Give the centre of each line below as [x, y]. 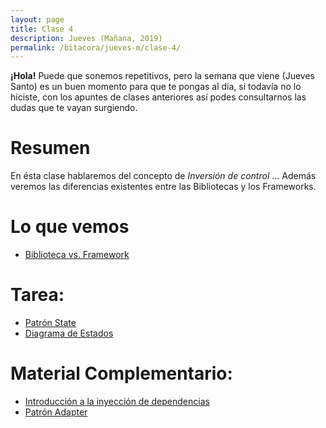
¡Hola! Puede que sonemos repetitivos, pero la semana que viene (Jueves [163, 76]
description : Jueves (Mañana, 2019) [86, 38]
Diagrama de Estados [69, 333]
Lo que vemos [70, 227]
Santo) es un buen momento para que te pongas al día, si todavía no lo [156, 87]
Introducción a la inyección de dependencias [117, 401]
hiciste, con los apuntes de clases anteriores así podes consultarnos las [158, 97]
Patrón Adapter [56, 412]
